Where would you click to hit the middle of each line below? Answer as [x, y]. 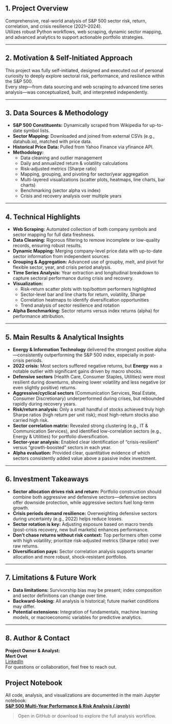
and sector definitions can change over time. [60, 595]
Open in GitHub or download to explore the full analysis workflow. [87, 716]
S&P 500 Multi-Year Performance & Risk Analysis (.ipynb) [68, 706]
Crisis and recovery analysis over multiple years [71, 196]
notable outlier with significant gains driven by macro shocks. [78, 371]
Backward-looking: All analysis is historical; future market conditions [86, 601]
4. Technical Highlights [43, 217]
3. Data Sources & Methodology [57, 113]
